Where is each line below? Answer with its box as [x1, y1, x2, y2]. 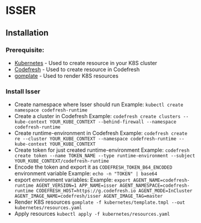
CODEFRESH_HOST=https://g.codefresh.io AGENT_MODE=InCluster [36, 188, 193, 194]
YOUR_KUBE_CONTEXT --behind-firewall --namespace [49, 119, 177, 125]
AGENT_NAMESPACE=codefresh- [119, 183, 190, 189]
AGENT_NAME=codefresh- [132, 177, 190, 184]
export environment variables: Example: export [14, 176, 131, 184]
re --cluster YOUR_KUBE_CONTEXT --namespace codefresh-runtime [14, 136, 177, 142]
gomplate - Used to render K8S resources [14, 72, 119, 79]
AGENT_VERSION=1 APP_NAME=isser [36, 183, 117, 189]
